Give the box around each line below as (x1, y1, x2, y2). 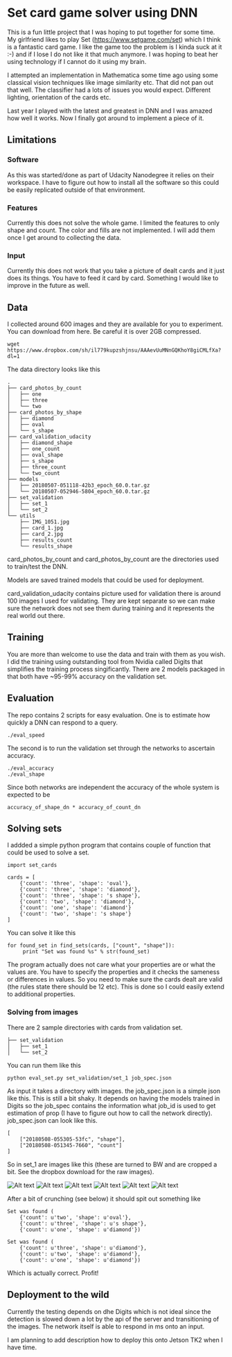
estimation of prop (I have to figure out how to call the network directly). (7, 1109, 213, 1117)
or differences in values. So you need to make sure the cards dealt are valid (7, 975, 223, 984)
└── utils (7, 512, 36, 519)
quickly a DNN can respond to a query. (7, 718, 118, 726)
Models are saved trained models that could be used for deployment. (7, 576, 204, 585)
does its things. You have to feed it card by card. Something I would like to (7, 274, 219, 282)
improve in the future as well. (7, 282, 90, 290)
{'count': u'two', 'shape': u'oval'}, (19, 1214, 132, 1221)
